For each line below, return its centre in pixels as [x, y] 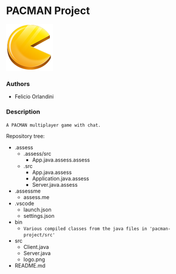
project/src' [39, 235]
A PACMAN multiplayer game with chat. [53, 125]
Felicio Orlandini [34, 97]
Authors [18, 84]
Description [23, 112]
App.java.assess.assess [61, 160]
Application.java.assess [60, 178]
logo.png [34, 259]
